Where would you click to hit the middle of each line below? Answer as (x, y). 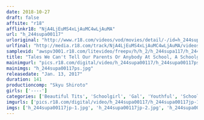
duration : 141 (24, 79)
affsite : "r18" (25, 23)
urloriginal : (23, 40)
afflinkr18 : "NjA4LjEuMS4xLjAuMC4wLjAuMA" (61, 29)
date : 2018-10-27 (28, 12)
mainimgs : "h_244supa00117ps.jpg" (50, 68)
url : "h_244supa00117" (35, 35)
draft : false (23, 18)
